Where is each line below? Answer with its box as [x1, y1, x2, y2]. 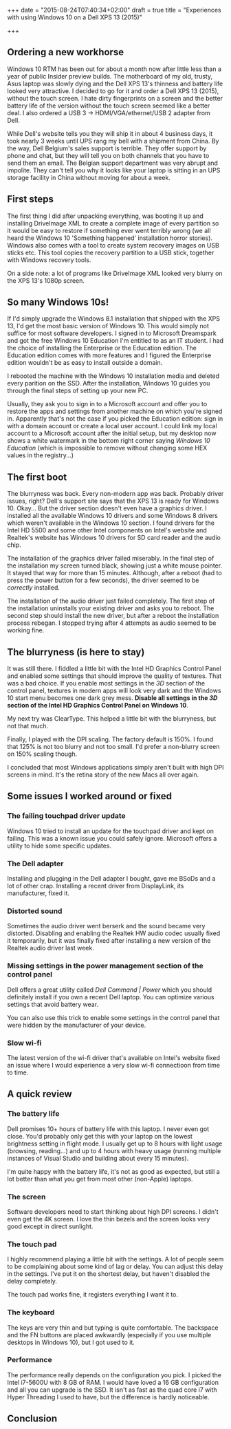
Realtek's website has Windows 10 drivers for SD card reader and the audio [7, 534, 221, 542]
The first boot [7, 471, 67, 483]
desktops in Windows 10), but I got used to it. [7, 1338, 135, 1346]
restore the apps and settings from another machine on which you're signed [7, 407, 223, 416]
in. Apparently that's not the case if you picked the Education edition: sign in [7, 414, 223, 423]
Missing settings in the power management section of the [7, 961, 204, 971]
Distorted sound [7, 906, 63, 916]
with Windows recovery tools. [7, 255, 91, 264]
